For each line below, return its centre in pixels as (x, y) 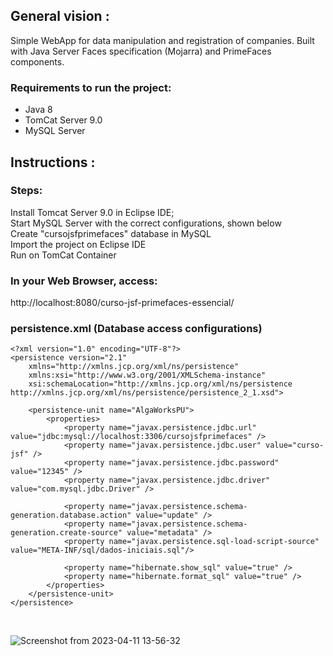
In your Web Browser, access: (84, 281)
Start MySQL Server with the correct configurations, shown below (146, 223)
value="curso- (295, 445)
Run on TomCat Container (63, 255)
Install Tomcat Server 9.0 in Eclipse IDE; (92, 212)
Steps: (26, 191)
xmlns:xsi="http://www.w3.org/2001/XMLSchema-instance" (147, 375)
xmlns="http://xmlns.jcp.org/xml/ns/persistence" (134, 367)
